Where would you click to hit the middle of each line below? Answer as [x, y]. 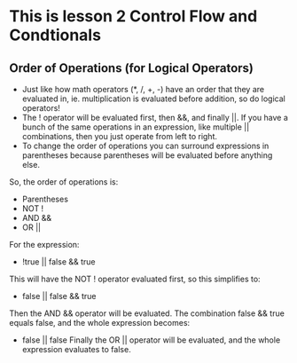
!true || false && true [59, 262]
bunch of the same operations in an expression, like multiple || [136, 127]
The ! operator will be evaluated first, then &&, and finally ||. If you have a [155, 118]
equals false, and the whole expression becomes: [100, 323]
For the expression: [44, 245]
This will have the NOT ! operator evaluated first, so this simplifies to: [135, 279]
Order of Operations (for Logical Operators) [132, 68]
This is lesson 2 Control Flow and [133, 16]
